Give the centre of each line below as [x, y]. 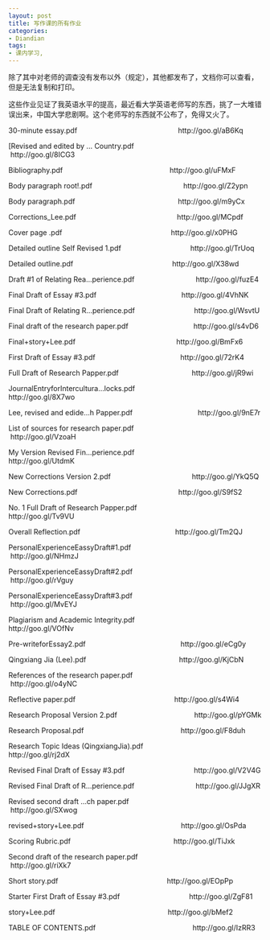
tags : [17, 46]
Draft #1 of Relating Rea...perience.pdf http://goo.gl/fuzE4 [134, 279]
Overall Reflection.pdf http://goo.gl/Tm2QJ [126, 532]
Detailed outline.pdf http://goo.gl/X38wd [124, 264]
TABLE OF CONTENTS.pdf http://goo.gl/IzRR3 [132, 928]
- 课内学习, [26, 53]
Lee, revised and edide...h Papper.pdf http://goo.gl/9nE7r [135, 412]
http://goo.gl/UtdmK [41, 461]
